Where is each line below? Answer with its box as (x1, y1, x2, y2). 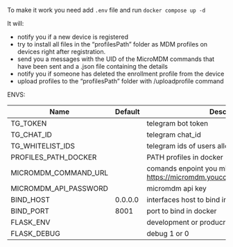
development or (146, 218, 198, 227)
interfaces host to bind (146, 195, 221, 204)
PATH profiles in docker (146, 153, 223, 162)
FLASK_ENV (10, 218, 51, 227)
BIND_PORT (10, 206, 50, 216)
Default (114, 107, 140, 117)
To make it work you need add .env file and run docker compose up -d (7, 6, 206, 14)
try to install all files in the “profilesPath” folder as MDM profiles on (17, 40, 208, 48)
